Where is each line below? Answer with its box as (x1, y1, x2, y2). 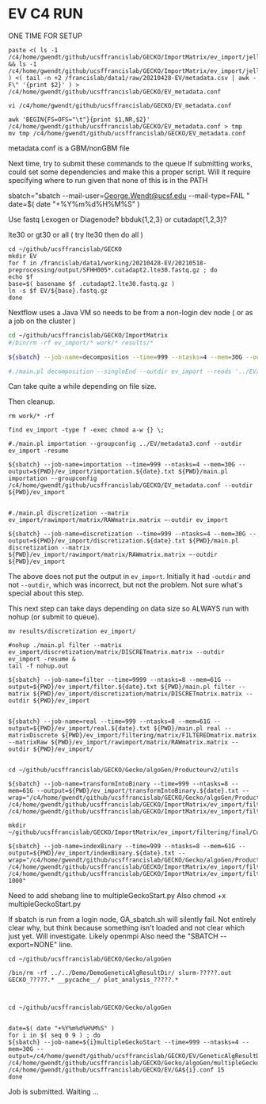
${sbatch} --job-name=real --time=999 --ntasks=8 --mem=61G (8, 718, 211, 725)
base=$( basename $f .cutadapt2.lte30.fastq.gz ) (8, 280, 176, 287)
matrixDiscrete (8, 732, 59, 740)
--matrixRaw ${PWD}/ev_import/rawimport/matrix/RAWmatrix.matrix (8, 738, 228, 747)
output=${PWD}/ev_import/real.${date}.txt (8, 725, 150, 733)
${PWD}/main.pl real (153, 725, 222, 733)
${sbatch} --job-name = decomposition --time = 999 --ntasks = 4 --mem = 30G (8, 353, 243, 361)
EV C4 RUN (8, 5, 84, 23)
